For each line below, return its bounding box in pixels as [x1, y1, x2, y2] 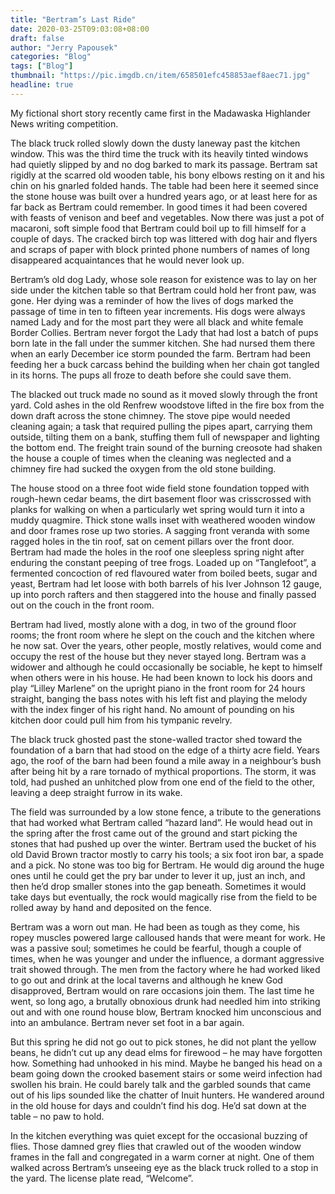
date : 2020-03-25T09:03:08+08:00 [10, 24, 150, 34]
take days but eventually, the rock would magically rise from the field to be [10, 891, 318, 903]
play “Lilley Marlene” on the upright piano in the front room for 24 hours [10, 682, 306, 694]
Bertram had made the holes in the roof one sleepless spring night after [10, 546, 305, 558]
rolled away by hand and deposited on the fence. [10, 901, 212, 913]
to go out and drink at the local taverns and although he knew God [10, 974, 283, 986]
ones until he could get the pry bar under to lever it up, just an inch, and [10, 869, 306, 881]
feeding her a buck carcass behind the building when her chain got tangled [10, 358, 320, 370]
